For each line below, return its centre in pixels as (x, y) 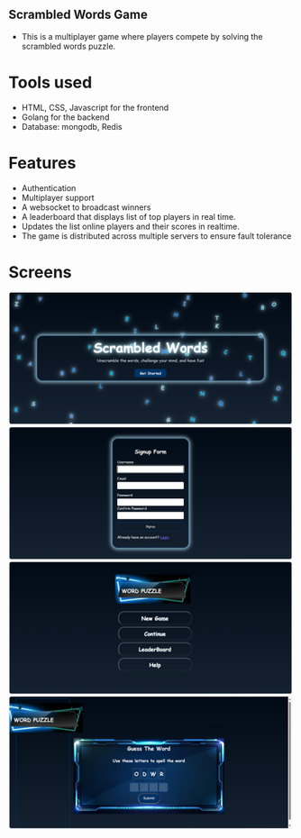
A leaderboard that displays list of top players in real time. (128, 216)
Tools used (50, 82)
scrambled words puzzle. (68, 46)
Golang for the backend (65, 117)
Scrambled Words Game (78, 15)
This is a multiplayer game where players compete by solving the (142, 36)
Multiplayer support (58, 197)
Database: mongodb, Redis (72, 126)
